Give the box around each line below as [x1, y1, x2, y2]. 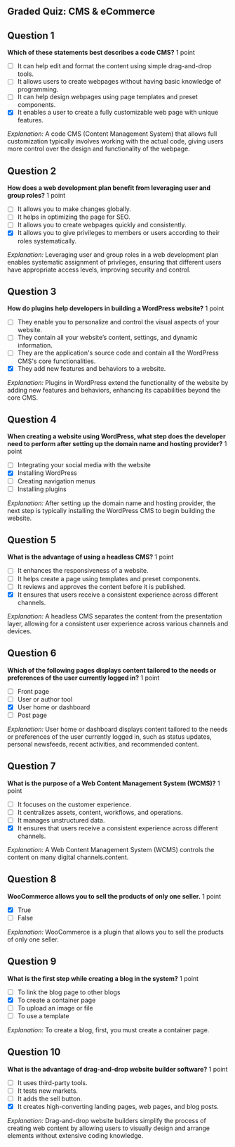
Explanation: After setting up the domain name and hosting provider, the [7, 499, 216, 507]
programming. [17, 85, 59, 94]
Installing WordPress [17, 469, 77, 477]
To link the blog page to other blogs [17, 988, 121, 996]
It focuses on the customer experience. [17, 800, 131, 809]
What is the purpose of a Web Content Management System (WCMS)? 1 [7, 779, 221, 787]
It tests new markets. [17, 1086, 79, 1095]
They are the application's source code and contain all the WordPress [17, 348, 219, 357]
